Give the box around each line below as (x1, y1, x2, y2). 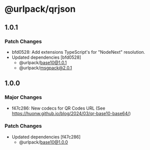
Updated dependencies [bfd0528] (11, 54, 82, 60)
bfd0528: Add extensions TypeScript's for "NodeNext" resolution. (11, 49, 146, 55)
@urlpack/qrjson (4, 3, 76, 15)
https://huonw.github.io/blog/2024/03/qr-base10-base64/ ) (11, 110, 131, 116)
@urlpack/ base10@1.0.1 (19, 59, 67, 65)
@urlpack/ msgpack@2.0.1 (19, 65, 72, 71)
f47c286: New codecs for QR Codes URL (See (11, 105, 105, 111)
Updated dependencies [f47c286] (11, 134, 81, 140)
